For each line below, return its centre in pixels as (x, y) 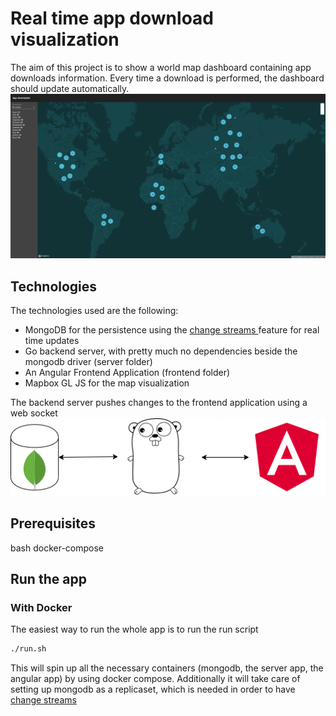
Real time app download (112, 18)
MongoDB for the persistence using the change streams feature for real (172, 330)
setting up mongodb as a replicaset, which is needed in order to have (153, 689)
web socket (34, 413)
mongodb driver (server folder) (88, 362)
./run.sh (28, 649)
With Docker (41, 608)
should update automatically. (70, 88)
